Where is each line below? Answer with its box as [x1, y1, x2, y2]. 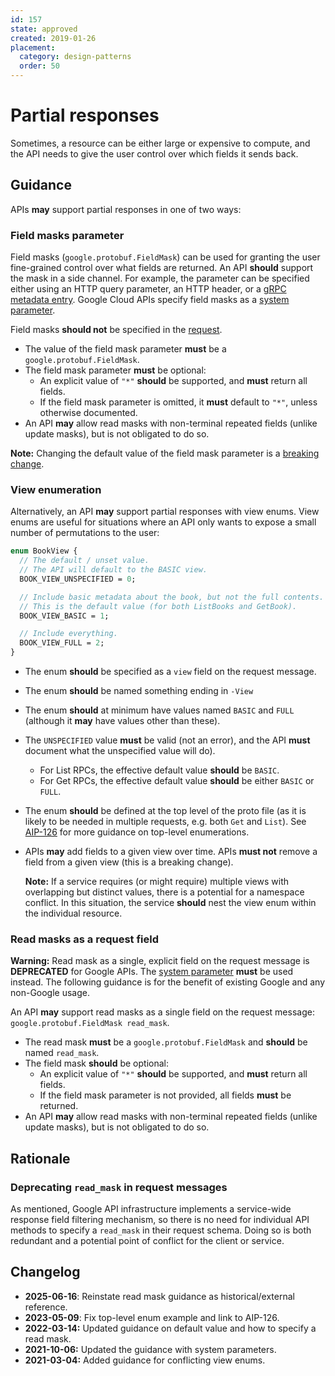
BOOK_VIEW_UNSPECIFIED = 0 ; [19, 574, 137, 584]
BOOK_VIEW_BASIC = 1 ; [19, 611, 110, 621]
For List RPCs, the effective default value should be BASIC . [39, 764, 280, 776]
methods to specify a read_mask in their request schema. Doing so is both [10, 1224, 312, 1236]
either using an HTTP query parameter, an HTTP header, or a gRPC [10, 283, 287, 295]
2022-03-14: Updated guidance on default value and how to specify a [24, 1322, 317, 1334]
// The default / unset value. [19, 556, 150, 566]
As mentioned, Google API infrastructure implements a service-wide [10, 1203, 292, 1215]
